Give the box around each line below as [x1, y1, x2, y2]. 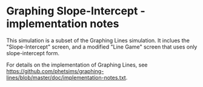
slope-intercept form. [6, 49, 59, 56]
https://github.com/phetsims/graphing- [6, 67, 104, 74]
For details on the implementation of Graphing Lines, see [6, 61, 148, 68]
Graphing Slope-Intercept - [6, 4, 145, 18]
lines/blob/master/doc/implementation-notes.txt [6, 74, 126, 81]
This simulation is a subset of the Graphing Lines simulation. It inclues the [6, 37, 190, 44]
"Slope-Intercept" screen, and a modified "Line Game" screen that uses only [6, 43, 198, 50]
